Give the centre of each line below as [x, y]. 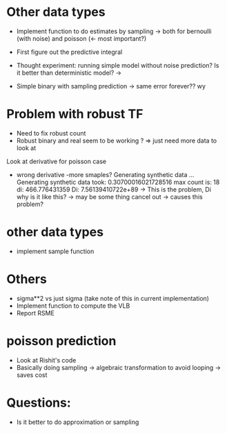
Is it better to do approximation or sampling [78, 422]
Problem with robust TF [75, 114]
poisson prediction [61, 341]
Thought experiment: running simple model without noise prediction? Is [118, 65]
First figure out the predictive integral [69, 52]
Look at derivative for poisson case [57, 161]
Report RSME [35, 313]
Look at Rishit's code [46, 360]
